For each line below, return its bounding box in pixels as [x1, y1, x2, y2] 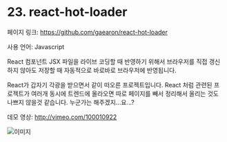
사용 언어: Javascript [7, 42, 65, 51]
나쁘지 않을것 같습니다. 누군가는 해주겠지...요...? [7, 98, 135, 106]
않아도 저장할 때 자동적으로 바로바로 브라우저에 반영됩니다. [19, 66, 177, 74]
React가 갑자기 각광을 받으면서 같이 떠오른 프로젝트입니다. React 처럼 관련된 [7, 80, 213, 89]
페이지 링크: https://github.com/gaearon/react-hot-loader [7, 28, 168, 36]
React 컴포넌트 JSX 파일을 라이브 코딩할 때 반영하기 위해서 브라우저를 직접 [7, 57, 208, 66]
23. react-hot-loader [7, 4, 128, 20]
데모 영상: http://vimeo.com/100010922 [7, 112, 117, 121]
